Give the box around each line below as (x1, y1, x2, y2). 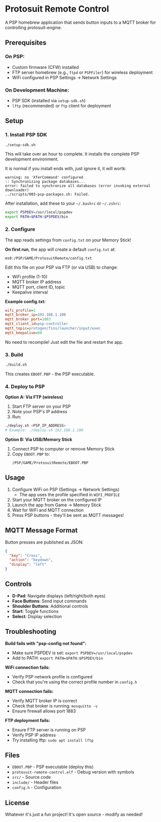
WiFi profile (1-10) (12, 274, 48, 279)
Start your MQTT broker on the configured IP (12, 497, 102, 502)
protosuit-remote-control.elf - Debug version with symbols (12, 769, 134, 775)
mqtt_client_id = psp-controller (5, 322, 68, 326)
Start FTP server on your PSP (12, 403, 71, 409)
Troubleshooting (5, 628, 57, 636)
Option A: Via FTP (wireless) (5, 394, 63, 400)
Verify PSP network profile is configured (12, 674, 93, 679)
